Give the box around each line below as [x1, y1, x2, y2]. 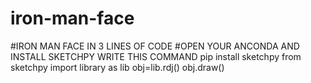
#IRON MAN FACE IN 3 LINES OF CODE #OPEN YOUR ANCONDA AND [10, 40, 300, 52]
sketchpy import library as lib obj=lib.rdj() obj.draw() [10, 61, 225, 73]
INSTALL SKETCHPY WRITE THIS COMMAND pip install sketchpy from [10, 50, 302, 62]
